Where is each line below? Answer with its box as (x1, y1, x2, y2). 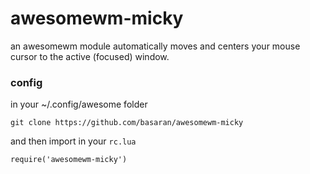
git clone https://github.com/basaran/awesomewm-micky (10, 118, 244, 128)
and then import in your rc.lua (10, 135, 137, 147)
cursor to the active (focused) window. (10, 50, 170, 62)
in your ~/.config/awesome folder (10, 98, 148, 111)
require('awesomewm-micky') (10, 155, 128, 165)
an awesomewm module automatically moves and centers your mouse (10, 40, 301, 52)
